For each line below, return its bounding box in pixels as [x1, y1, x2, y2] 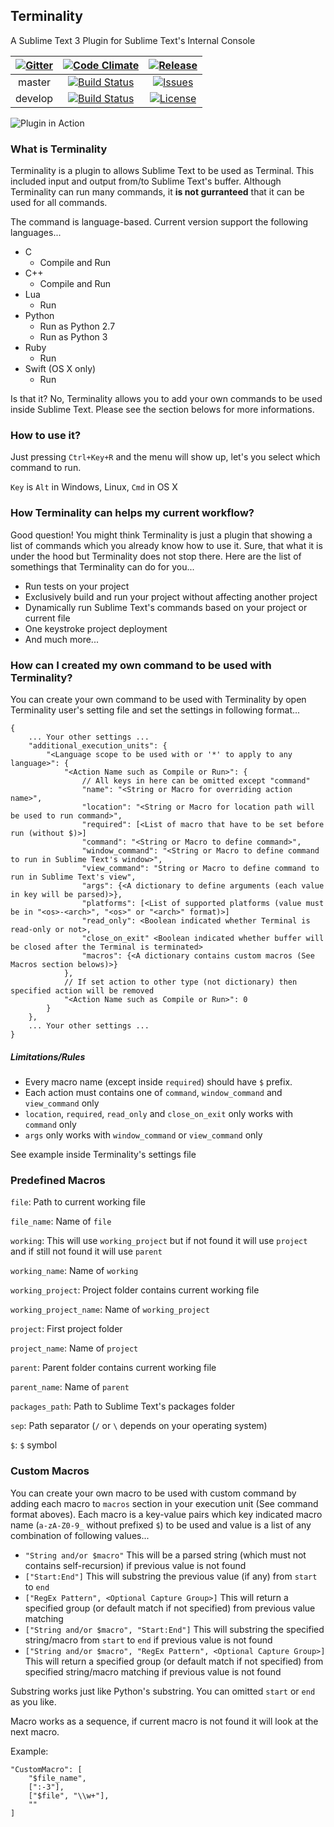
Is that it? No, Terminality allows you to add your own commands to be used [10, 393, 323, 405]
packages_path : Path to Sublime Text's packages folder [10, 1400, 235, 1413]
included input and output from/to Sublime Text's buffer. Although [10, 175, 282, 188]
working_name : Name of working [10, 1265, 139, 1277]
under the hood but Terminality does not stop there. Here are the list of [10, 550, 302, 562]
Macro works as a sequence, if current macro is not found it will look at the [10, 1715, 319, 1727]
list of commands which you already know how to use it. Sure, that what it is [10, 539, 323, 551]
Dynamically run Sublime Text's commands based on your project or [24, 601, 308, 613]
